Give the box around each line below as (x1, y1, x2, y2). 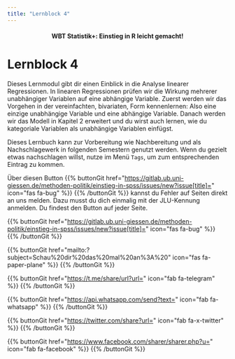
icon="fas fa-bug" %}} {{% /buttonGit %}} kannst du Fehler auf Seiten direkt (7, 189, 228, 197)
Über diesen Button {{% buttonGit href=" (7, 174, 125, 182)
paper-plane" (7, 261, 46, 269)
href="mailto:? (48, 246, 90, 255)
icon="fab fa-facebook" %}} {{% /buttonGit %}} (7, 345, 145, 353)
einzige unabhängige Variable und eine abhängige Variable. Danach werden (7, 109, 226, 118)
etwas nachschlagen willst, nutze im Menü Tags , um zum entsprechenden (7, 153, 220, 161)
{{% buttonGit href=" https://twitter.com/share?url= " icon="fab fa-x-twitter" (7, 316, 224, 325)
